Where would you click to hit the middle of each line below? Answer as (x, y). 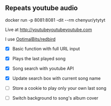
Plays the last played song (39, 58)
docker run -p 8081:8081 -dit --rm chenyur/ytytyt (55, 20)
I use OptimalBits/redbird (30, 39)
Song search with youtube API (43, 68)
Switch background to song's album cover (55, 98)
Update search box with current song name (56, 78)
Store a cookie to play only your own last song (59, 88)
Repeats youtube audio (41, 8)
